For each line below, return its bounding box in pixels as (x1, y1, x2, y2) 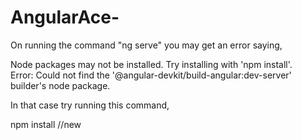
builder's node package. (10, 79, 111, 91)
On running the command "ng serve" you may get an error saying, (10, 39, 283, 51)
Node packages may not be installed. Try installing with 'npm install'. (10, 58, 293, 70)
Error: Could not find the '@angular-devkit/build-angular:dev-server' (10, 69, 292, 81)
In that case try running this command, (10, 99, 170, 111)
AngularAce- (10, 6, 120, 29)
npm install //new (10, 118, 82, 130)
